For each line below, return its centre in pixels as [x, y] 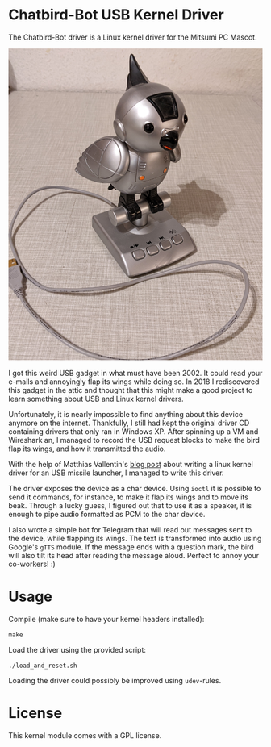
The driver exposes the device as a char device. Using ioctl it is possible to [135, 489]
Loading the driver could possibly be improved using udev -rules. [115, 680]
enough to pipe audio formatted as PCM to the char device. [107, 515]
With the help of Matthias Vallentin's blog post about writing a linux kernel [131, 465]
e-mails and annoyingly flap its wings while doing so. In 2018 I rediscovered [134, 382]
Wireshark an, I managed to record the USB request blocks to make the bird [134, 440]
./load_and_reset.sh [43, 666]
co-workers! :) [32, 564]
